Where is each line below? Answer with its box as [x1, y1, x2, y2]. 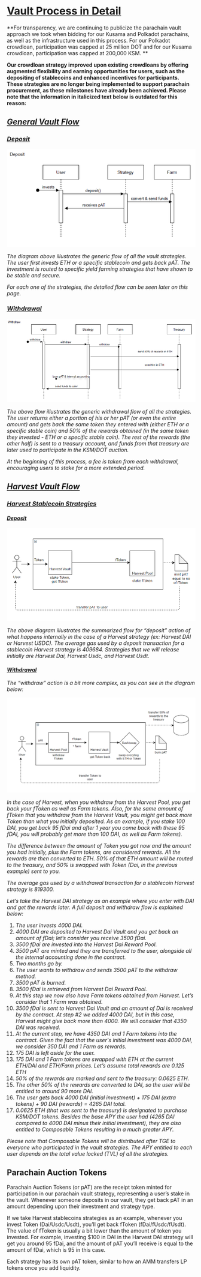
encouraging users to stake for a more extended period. [7, 464, 145, 471]
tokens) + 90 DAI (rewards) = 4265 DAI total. [15, 1100, 126, 1107]
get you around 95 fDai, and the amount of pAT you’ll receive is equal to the [7, 1240, 193, 1247]
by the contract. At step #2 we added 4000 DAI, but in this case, [15, 1010, 175, 1018]
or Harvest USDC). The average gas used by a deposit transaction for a [7, 639, 185, 647]
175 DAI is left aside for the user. [15, 1049, 95, 1056]
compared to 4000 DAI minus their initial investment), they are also [15, 1119, 181, 1126]
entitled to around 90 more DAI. [15, 1087, 93, 1094]
